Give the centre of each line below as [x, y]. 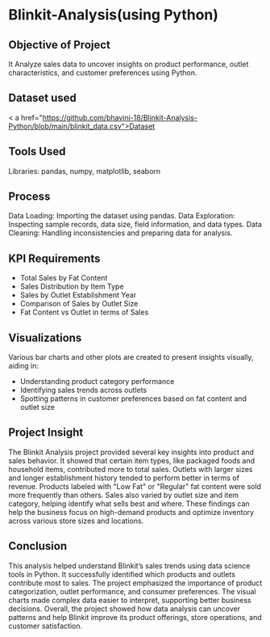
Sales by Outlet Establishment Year [78, 295]
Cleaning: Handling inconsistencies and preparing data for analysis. [120, 233]
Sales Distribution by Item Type [72, 287]
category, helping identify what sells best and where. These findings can [129, 504]
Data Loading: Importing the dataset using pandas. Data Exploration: [122, 216]
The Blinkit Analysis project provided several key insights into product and [131, 452]
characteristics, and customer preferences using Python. [103, 73]
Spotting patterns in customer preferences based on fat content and [133, 399]
